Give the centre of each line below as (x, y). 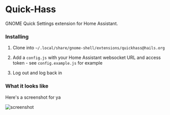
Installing (17, 37)
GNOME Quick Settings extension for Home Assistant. (62, 23)
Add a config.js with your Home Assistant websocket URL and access (87, 57)
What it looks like (27, 86)
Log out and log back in (37, 73)
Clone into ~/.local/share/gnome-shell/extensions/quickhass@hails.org (89, 48)
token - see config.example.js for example (58, 63)
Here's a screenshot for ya (33, 97)
